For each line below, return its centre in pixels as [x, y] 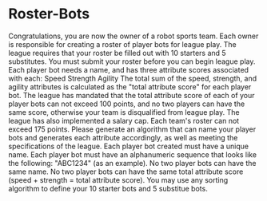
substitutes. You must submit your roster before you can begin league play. [132, 61]
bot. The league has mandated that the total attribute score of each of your [132, 95]
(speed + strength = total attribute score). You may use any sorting [118, 179]
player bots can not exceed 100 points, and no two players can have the [127, 104]
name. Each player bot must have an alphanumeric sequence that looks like [133, 154]
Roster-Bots [49, 14]
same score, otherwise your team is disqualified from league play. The [124, 112]
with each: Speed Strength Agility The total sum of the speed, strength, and [133, 78]
